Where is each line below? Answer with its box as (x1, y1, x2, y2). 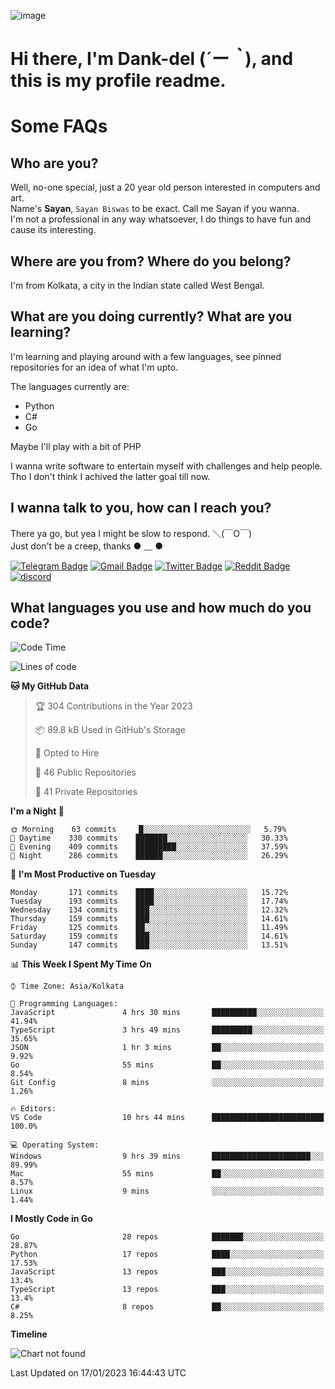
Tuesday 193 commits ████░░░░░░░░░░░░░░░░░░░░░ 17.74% (10, 896, 288, 907)
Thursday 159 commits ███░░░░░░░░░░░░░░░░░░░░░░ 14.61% (10, 914, 288, 924)
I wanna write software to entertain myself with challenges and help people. (10, 460, 323, 472)
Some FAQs (10, 115, 108, 138)
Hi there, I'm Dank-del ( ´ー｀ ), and (10, 48, 294, 70)
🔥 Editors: (10, 1104, 57, 1114)
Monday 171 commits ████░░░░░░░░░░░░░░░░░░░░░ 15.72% (10, 888, 288, 898)
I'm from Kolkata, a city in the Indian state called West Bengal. (10, 280, 265, 291)
